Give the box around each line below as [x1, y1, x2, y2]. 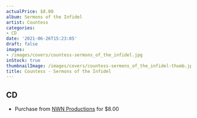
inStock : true [6, 57, 41, 63]
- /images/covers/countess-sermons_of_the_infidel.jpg [6, 52, 143, 58]
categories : [6, 25, 35, 31]
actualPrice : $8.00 [6, 8, 54, 15]
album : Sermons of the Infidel [6, 14, 83, 20]
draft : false [6, 41, 38, 47]
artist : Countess [6, 19, 49, 25]
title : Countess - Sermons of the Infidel [6, 68, 111, 74]
